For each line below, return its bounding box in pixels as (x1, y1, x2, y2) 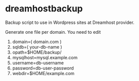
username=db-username (12, 60, 64, 66)
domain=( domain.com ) (12, 38, 62, 45)
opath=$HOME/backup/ (12, 49, 62, 55)
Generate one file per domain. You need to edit (5, 29, 101, 35)
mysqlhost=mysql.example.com (12, 54, 78, 60)
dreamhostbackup (5, 3, 83, 14)
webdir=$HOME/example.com (12, 70, 74, 76)
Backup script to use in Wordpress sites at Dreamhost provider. (5, 19, 135, 25)
